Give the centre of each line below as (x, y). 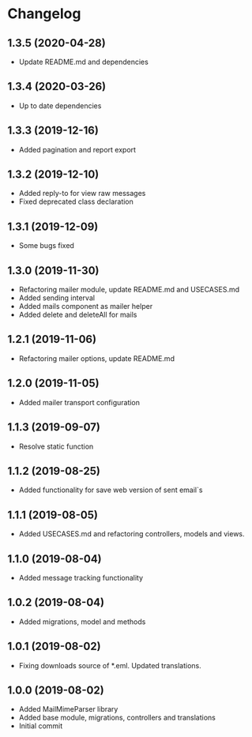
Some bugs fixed (46, 246)
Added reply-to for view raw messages (82, 194)
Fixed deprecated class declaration (76, 201)
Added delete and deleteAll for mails (78, 315)
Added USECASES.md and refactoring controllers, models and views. (132, 534)
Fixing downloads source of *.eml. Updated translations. (110, 665)
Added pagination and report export (77, 149)
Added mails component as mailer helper (86, 306)
